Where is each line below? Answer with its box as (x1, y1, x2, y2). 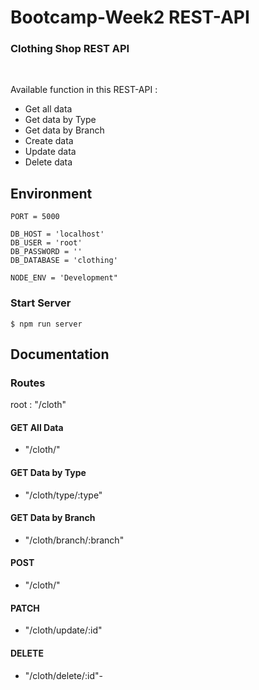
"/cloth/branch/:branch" (24, 534, 125, 546)
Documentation (10, 346, 110, 363)
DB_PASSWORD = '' (10, 247, 83, 257)
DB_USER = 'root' (10, 238, 83, 248)
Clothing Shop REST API (10, 42, 130, 56)
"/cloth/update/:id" (24, 624, 103, 636)
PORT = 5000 (10, 212, 60, 222)
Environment (10, 185, 93, 202)
